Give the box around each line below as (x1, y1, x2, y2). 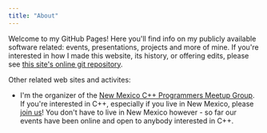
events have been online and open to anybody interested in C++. (19, 115, 234, 125)
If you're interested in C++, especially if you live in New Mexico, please (19, 99, 254, 108)
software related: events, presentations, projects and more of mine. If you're (8, 42, 260, 52)
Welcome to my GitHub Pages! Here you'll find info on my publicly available (8, 34, 257, 43)
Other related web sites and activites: (8, 75, 131, 84)
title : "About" (8, 11, 59, 20)
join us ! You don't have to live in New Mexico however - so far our (19, 107, 237, 117)
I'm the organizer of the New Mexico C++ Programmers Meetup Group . (19, 90, 255, 100)
